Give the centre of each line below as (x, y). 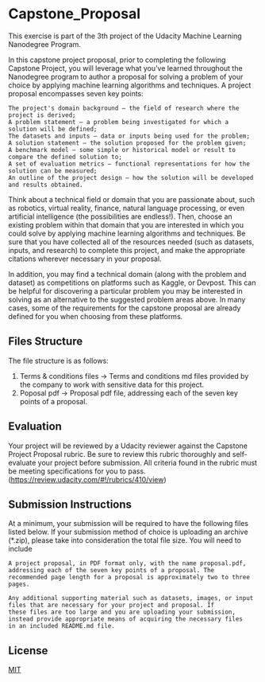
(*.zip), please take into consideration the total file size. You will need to (125, 540)
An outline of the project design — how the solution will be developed (131, 177)
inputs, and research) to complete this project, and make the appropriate (127, 250)
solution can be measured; (53, 171)
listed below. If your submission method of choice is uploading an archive (128, 532)
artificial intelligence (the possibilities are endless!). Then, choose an (120, 216)
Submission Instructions (70, 504)
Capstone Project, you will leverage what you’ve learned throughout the (126, 68)
